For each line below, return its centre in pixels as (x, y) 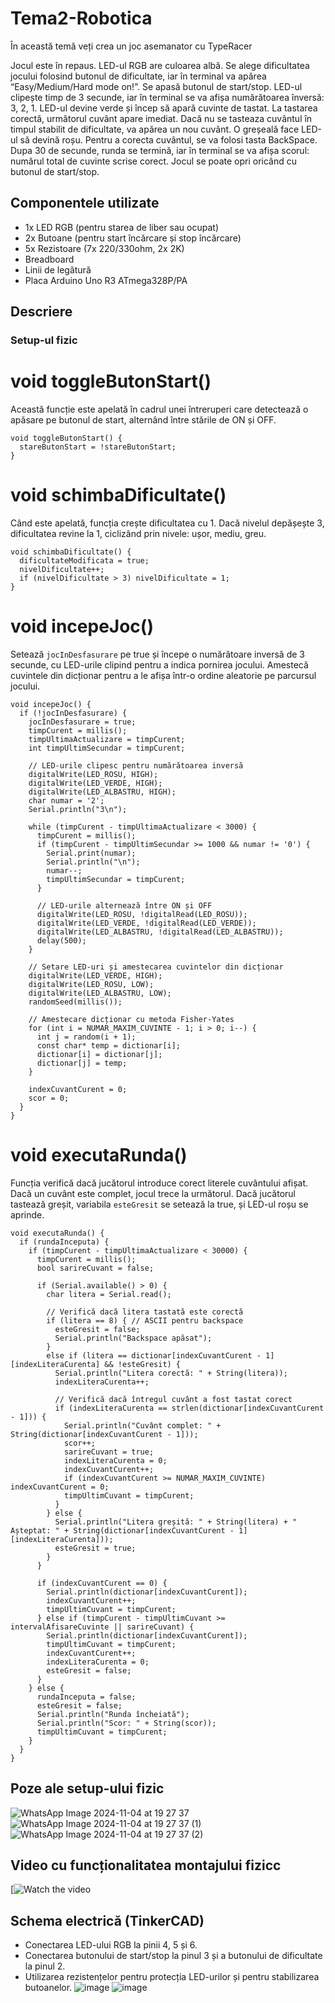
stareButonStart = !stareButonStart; (98, 447)
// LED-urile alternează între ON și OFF (124, 905)
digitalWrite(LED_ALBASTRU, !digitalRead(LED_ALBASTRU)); (160, 932)
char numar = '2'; (66, 800)
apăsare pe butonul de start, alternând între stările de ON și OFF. (143, 420)
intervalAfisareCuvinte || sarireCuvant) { (102, 1627)
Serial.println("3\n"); (78, 809)
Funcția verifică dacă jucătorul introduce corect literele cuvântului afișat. (159, 1183)
